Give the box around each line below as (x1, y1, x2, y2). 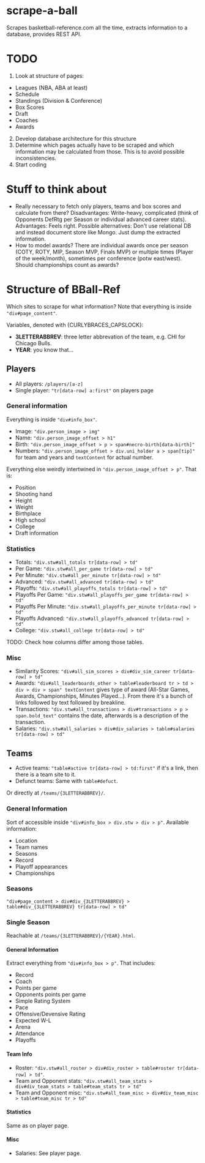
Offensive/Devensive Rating (15, 1011, 86, 1018)
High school (15, 516, 46, 523)
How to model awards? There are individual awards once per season (15, 241, 188, 249)
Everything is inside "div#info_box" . (6, 416, 97, 423)
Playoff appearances (15, 862, 68, 870)
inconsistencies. (15, 154, 57, 162)
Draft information (15, 529, 59, 536)
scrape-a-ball (6, 4, 78, 18)
